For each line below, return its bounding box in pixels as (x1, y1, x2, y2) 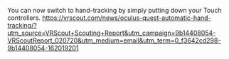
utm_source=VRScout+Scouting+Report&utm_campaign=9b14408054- (7, 28, 216, 37)
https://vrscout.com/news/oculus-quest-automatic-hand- (42, 14, 211, 22)
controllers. (7, 14, 41, 22)
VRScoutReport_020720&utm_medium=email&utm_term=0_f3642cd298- (7, 36, 221, 45)
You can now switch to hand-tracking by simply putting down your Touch (7, 6, 222, 14)
